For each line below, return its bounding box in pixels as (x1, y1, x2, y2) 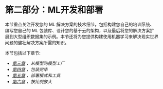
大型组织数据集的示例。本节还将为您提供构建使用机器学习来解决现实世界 (13, 34, 159, 39)
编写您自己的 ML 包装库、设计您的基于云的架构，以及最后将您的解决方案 (5, 27, 150, 33)
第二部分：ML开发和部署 (5, 4, 103, 16)
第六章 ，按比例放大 (12, 78, 52, 84)
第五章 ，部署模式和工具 (12, 72, 61, 78)
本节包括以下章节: (5, 50, 41, 56)
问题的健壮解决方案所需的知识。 (5, 39, 69, 45)
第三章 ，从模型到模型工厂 (12, 60, 65, 66)
